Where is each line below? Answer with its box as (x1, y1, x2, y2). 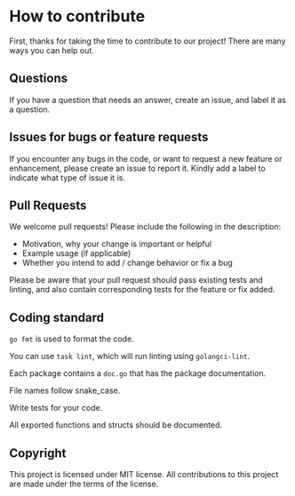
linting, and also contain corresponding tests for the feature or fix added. (9, 284, 275, 295)
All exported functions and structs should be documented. (9, 420, 223, 430)
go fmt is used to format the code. (9, 333, 135, 344)
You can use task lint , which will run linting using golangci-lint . (9, 351, 251, 362)
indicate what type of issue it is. (9, 172, 126, 183)
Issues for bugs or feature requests (9, 130, 209, 145)
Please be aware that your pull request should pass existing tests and (9, 275, 264, 285)
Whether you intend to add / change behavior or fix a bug (21, 258, 233, 268)
